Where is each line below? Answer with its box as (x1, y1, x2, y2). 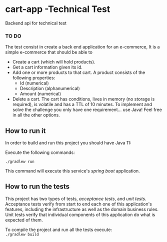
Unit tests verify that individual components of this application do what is (5, 211, 155, 217)
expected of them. (5, 216, 43, 223)
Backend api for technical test (5, 20, 66, 26)
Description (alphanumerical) (19, 85, 80, 91)
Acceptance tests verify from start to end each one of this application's (5, 201, 152, 207)
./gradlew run (5, 159, 35, 164)
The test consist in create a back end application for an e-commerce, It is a (5, 44, 160, 50)
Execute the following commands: (5, 149, 75, 155)
